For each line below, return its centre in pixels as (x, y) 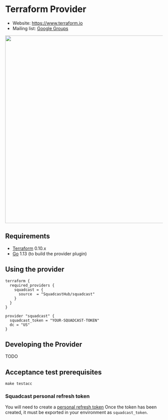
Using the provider (35, 270)
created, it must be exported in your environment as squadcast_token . (77, 412)
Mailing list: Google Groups (40, 28)
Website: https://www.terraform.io (47, 23)
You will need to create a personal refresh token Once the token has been (81, 407)
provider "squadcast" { (30, 316)
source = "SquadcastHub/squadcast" (56, 294)
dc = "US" (20, 325)
